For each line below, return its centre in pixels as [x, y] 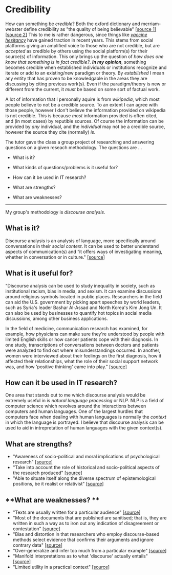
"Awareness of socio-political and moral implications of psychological [86, 457]
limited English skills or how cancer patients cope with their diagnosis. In [82, 339]
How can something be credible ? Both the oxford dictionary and [73, 24]
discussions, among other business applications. [57, 318]
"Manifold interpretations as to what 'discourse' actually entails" [80, 556]
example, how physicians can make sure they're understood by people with [85, 334]
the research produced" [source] [48, 473]
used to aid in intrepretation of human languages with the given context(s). [84, 428]
